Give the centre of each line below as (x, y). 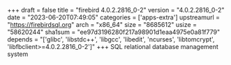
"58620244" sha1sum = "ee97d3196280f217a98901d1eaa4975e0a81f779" (114, 32)
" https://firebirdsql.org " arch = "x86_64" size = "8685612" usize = (102, 25)
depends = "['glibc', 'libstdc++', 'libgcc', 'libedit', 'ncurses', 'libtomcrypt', (111, 39)
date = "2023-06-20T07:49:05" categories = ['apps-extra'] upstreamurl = (114, 17)
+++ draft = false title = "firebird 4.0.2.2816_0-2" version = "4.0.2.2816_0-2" (116, 10)
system (18, 54)
